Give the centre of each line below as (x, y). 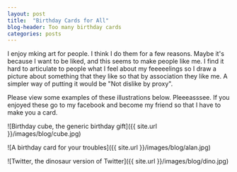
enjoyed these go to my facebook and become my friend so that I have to (114, 105)
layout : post (27, 14)
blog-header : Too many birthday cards (64, 27)
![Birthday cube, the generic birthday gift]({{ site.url (82, 126)
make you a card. (33, 113)
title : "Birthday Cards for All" (58, 21)
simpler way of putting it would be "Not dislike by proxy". (90, 84)
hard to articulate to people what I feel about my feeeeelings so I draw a (112, 69)
